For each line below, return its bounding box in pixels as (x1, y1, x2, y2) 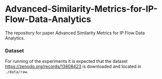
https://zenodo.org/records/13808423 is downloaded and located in (5, 63, 142, 69)
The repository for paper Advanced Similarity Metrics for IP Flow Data (5, 30, 145, 36)
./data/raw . (5, 69, 28, 75)
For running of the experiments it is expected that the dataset (5, 59, 128, 64)
